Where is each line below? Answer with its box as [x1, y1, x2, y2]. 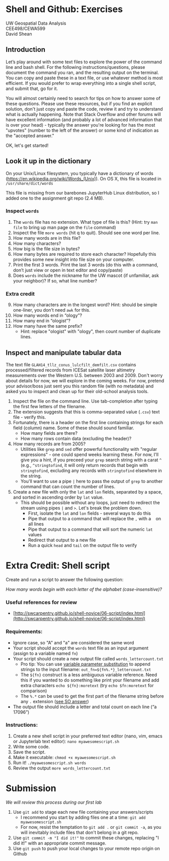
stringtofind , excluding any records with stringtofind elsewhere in [20, 467, 162, 473]
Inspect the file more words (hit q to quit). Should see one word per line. [13, 230, 160, 236]
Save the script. [13, 749, 46, 755]
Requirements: [6, 628, 43, 635]
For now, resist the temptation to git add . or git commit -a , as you [20, 824, 161, 830]
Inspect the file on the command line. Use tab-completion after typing [13, 398, 158, 404]
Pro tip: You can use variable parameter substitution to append [20, 661, 150, 667]
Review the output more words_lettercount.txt [13, 765, 111, 771]
